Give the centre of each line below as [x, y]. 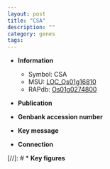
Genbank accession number [60, 117]
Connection [35, 145]
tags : [15, 40]
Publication [35, 103]
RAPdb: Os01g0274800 [62, 89]
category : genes [31, 34]
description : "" [31, 27]
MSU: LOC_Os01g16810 [62, 82]
